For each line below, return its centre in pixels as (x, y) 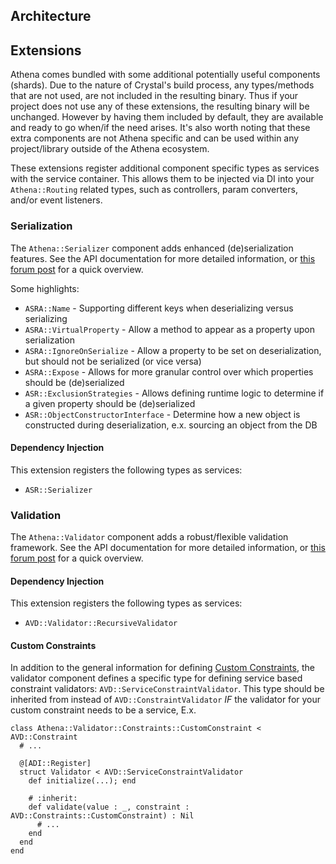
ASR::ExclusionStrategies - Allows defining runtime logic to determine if (174, 393)
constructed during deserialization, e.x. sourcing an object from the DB (171, 425)
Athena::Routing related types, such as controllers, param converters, (154, 190)
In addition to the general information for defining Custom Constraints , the (162, 668)
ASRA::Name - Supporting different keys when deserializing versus (159, 308)
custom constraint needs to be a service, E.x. (103, 710)
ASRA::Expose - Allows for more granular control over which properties (169, 371)
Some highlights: (45, 288)
